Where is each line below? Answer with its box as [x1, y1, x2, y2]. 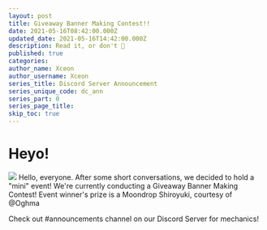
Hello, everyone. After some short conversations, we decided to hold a [18, 172, 255, 182]
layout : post [8, 11, 53, 20]
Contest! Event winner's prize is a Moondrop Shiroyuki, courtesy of [8, 190, 233, 199]
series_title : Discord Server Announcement [8, 79, 158, 87]
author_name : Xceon [8, 65, 75, 73]
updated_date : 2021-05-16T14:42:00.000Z [8, 34, 148, 43]
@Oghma [8, 198, 41, 207]
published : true [8, 49, 63, 57]
